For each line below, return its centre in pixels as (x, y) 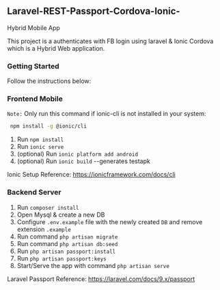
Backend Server (34, 193)
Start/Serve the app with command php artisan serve (93, 265)
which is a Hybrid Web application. (56, 48)
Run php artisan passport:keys (62, 258)
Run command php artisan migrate (67, 237)
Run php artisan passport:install (66, 251)
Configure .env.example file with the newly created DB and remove (110, 221)
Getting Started (33, 66)
